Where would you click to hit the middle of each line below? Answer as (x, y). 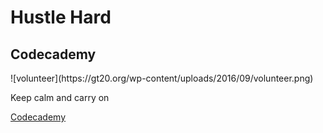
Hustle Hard (61, 17)
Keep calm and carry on (60, 97)
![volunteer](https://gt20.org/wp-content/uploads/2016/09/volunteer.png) (162, 78)
